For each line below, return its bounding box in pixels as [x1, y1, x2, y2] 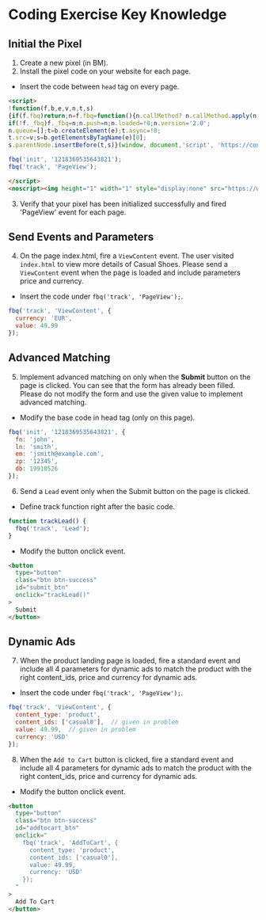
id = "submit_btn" [15, 584, 69, 591]
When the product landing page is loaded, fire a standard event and [19, 656, 241, 666]
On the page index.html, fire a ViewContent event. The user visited [19, 251, 234, 260]
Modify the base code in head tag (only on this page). [19, 412, 196, 422]
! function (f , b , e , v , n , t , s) [8, 105, 93, 112]
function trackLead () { [8, 517, 87, 525]
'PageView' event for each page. [19, 207, 127, 217]
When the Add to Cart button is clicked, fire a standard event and [19, 755, 234, 764]
